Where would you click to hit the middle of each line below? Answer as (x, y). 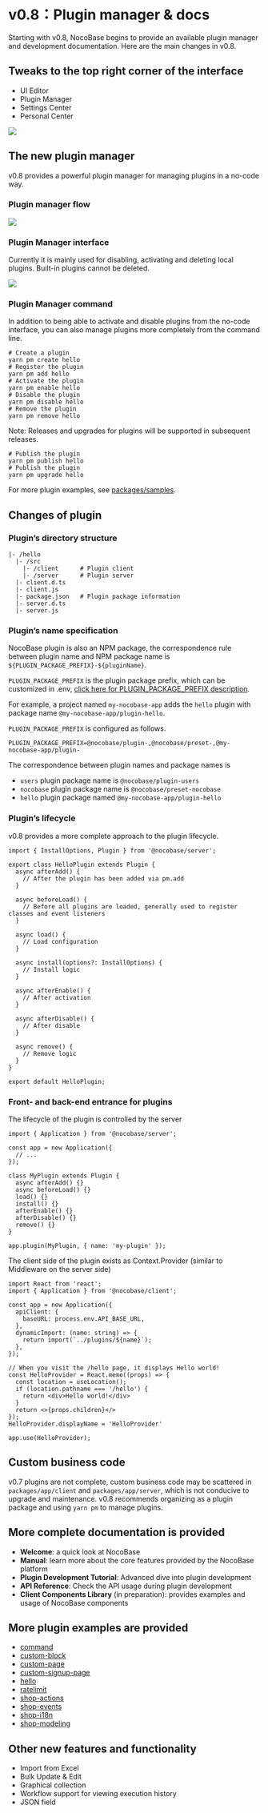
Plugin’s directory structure (63, 538)
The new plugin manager (72, 156)
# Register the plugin (46, 367)
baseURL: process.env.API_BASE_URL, (84, 1319)
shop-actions (42, 1698)
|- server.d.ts (41, 604)
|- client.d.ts (41, 583)
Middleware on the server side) (60, 1270)
